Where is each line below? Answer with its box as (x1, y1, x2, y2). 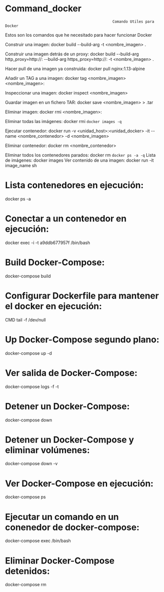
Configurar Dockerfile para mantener (5, 290, 159, 301)
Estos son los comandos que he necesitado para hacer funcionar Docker (5, 32, 152, 38)
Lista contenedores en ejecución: (5, 180, 144, 191)
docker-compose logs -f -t (5, 383, 59, 390)
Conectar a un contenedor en (5, 213, 127, 224)
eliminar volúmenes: (5, 444, 90, 456)
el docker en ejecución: (5, 300, 102, 312)
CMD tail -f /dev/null (5, 317, 46, 322)
